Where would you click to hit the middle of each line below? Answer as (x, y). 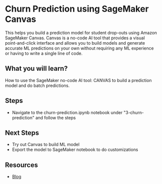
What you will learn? (36, 69)
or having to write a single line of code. (44, 53)
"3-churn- (134, 112)
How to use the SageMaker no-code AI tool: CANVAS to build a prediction (78, 80)
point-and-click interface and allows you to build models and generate (75, 43)
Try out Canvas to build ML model (46, 145)
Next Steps (22, 133)
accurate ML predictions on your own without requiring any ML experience (79, 48)
